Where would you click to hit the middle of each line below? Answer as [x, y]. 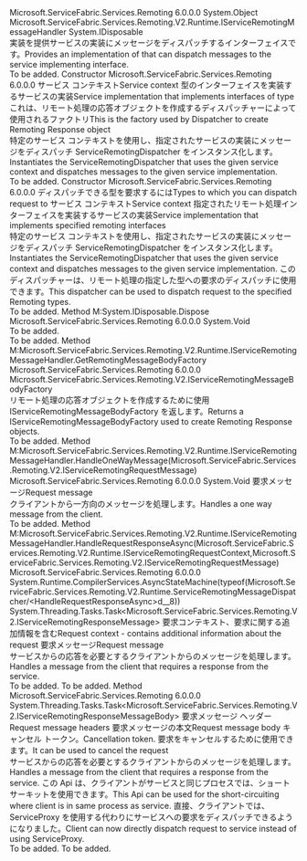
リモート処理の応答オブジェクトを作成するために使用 [110, 400]
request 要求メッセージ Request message [87, 645]
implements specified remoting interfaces [88, 225]
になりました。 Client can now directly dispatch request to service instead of [153, 829]
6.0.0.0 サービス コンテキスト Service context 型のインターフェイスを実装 [147, 85]
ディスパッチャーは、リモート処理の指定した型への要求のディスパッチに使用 [153, 280]
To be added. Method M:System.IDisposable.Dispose [110, 311]
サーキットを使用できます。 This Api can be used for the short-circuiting [144, 794]
